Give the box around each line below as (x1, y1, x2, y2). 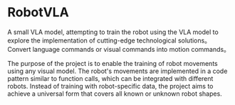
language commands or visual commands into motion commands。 (32, 45, 230, 53)
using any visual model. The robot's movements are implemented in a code (7, 67, 228, 75)
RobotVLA (7, 4, 69, 21)
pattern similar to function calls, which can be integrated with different (7, 74, 214, 82)
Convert (7, 45, 31, 53)
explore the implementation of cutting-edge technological (7, 36, 177, 45)
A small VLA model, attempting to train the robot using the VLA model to (7, 28, 219, 36)
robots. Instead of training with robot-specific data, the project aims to (7, 82, 214, 90)
